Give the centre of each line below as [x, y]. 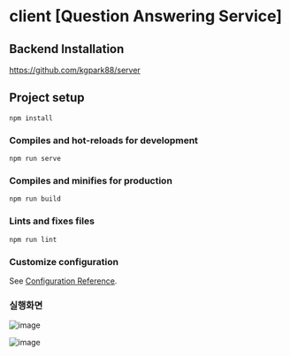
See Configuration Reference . [63, 281]
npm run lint [33, 239]
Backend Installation [67, 49]
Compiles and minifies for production [91, 181]
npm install [31, 118]
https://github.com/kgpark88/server [75, 70]
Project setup [47, 98]
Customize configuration [64, 261]
